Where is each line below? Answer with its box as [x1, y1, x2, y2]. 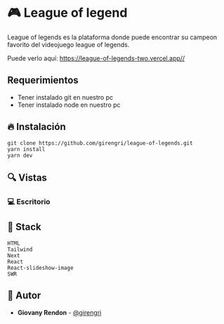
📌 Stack [7, 221, 42, 233]
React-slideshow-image [7, 264, 74, 271]
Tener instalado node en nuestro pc [17, 101, 121, 109]
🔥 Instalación [7, 121, 66, 133]
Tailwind [7, 246, 33, 253]
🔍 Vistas [7, 171, 48, 183]
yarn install [7, 145, 46, 153]
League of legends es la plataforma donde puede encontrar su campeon [7, 32, 218, 41]
